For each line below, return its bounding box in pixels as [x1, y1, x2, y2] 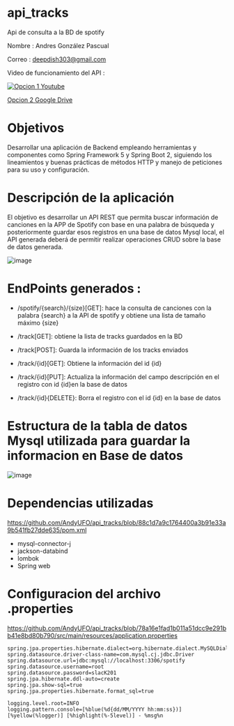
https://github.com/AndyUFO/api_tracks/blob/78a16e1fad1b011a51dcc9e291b [7, 623, 227, 632]
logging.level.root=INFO [7, 699, 79, 706]
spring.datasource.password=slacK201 [7, 669, 117, 676]
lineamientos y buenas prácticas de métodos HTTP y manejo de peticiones [7, 158, 223, 166]
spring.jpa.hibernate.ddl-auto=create [7, 675, 120, 682]
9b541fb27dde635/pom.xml [7, 526, 87, 534]
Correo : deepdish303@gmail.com [7, 54, 107, 64]
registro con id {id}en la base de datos [17, 380, 127, 388]
